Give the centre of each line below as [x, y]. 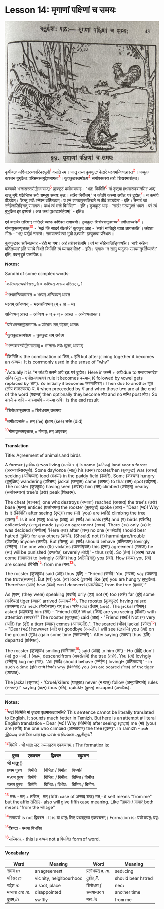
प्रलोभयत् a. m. [98, 871]
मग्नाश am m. [19, 892]
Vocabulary [17, 853]
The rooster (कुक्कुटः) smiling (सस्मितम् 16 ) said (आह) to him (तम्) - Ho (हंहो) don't [80, 650]
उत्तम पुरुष [15, 785]
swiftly [41, 899]
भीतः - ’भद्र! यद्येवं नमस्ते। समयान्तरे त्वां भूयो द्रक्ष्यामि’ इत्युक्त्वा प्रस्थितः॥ [60, 234]
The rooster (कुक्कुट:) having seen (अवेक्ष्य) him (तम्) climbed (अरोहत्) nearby [77, 487]
